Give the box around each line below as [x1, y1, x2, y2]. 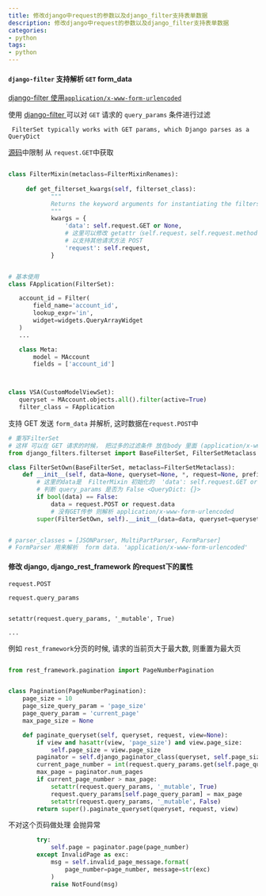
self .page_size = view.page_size [50, 746, 161, 754]
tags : [8, 41, 26, 49]
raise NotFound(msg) [50, 880, 119, 888]
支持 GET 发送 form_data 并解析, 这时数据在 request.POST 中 [8, 418, 199, 428]
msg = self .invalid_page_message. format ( [50, 858, 190, 867]
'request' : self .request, [64, 243, 150, 252]
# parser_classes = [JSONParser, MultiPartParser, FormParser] [8, 536, 222, 544]
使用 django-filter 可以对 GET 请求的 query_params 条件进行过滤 [8, 110, 211, 120]
